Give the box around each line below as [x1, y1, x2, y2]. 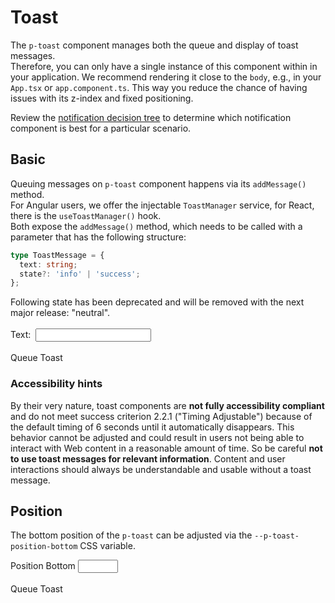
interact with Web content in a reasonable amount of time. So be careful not [10, 442, 323, 454]
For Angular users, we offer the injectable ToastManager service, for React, [10, 199, 315, 211]
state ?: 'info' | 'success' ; [19, 269, 141, 279]
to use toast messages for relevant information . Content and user [10, 452, 286, 465]
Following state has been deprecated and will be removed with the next [10, 296, 305, 308]
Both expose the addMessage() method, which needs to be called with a [10, 220, 303, 232]
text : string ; [19, 259, 78, 270]
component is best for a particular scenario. [10, 122, 192, 134]
